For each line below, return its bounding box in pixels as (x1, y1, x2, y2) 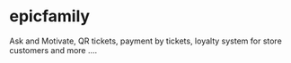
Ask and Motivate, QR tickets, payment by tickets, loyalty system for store (9, 35, 283, 46)
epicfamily (9, 6, 91, 27)
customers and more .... (9, 44, 98, 55)
